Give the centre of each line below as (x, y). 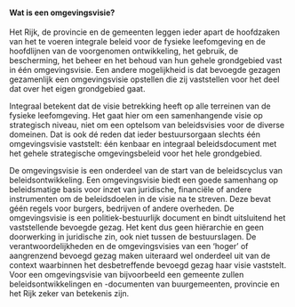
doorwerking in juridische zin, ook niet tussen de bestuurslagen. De (133, 237)
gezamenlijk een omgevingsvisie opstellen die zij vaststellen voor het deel (144, 79)
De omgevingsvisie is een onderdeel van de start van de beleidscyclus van (146, 171)
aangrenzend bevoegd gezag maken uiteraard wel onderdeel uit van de (140, 256)
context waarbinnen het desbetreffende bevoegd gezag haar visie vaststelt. (148, 265)
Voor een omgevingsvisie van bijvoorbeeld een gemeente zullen (127, 275)
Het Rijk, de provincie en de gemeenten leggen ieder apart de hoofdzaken (144, 32)
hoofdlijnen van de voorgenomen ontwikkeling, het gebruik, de (124, 51)
